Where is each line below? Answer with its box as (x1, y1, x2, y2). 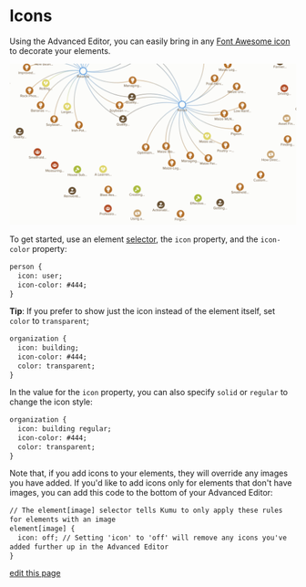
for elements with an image (9, 515, 117, 525)
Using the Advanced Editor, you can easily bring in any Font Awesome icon (9, 36, 291, 47)
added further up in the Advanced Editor (9, 542, 169, 552)
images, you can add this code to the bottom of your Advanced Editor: (9, 487, 273, 498)
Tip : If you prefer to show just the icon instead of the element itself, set (9, 306, 276, 317)
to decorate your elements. (9, 45, 111, 56)
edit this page (9, 568, 61, 579)
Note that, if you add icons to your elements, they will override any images (9, 467, 289, 479)
